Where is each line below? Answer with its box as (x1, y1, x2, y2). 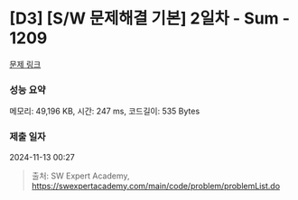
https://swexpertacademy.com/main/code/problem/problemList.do (31, 180, 281, 191)
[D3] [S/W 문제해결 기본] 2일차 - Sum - (9, 8, 291, 29)
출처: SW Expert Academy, (31, 170, 130, 181)
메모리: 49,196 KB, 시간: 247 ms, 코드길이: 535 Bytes (9, 105, 200, 117)
